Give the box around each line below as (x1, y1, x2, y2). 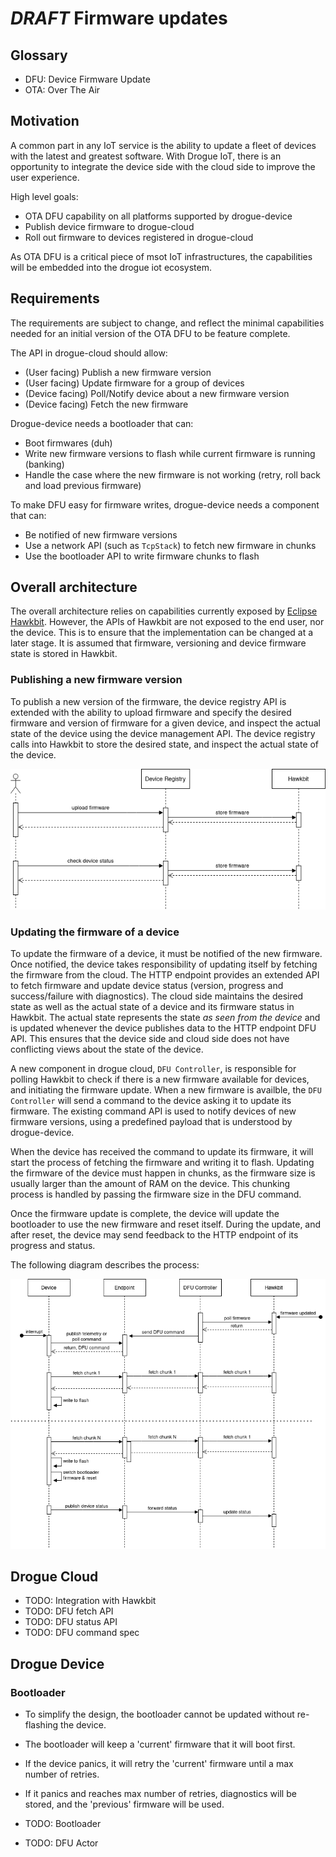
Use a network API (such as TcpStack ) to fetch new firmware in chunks (24, 539, 317, 551)
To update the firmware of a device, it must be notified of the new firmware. (10, 948, 323, 960)
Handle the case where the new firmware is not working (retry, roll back (24, 468, 322, 481)
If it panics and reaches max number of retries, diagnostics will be (24, 1788, 297, 1800)
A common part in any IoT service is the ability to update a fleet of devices (10, 139, 317, 151)
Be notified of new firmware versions (24, 528, 178, 541)
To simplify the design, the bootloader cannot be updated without (24, 1708, 295, 1721)
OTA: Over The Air (24, 84, 101, 96)
